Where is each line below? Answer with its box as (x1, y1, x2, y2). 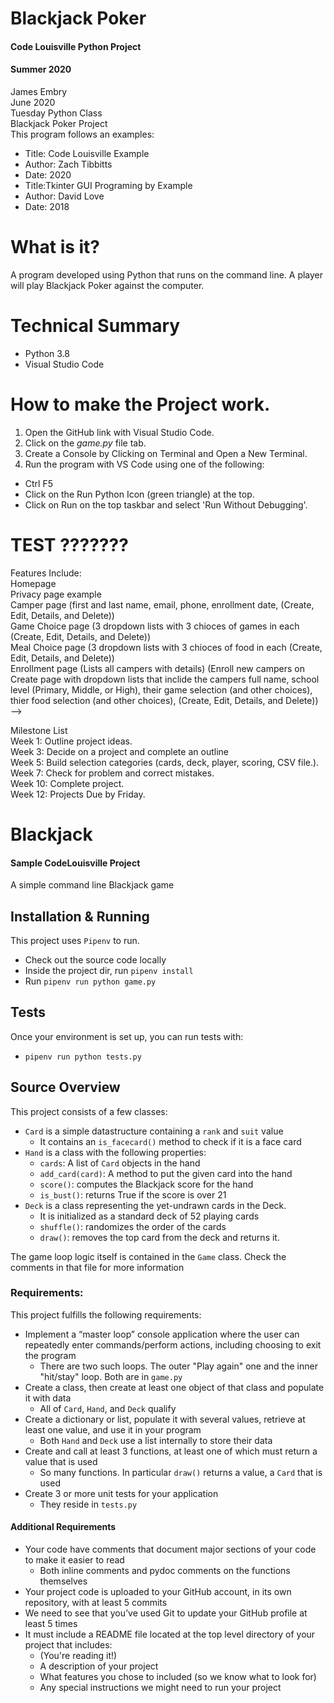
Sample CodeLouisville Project (10, 857, 141, 869)
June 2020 (10, 96, 56, 108)
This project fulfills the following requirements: (10, 1308, 202, 1321)
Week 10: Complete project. (10, 777, 125, 789)
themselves (39, 1575, 88, 1587)
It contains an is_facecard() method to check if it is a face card (39, 1135, 302, 1147)
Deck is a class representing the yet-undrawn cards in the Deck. (24, 1199, 287, 1211)
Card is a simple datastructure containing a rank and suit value (24, 1125, 284, 1137)
